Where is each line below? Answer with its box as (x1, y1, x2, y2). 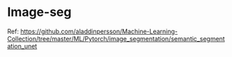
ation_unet (7, 42, 38, 50)
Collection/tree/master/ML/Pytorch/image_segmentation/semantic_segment (7, 34, 225, 42)
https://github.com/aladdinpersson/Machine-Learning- (20, 27, 178, 35)
